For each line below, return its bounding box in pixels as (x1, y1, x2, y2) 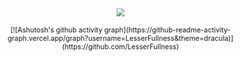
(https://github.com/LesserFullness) (62, 42, 179, 51)
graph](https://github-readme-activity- (104, 24, 231, 35)
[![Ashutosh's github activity (10, 24, 103, 35)
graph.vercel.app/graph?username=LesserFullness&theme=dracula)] (7, 33, 234, 42)
